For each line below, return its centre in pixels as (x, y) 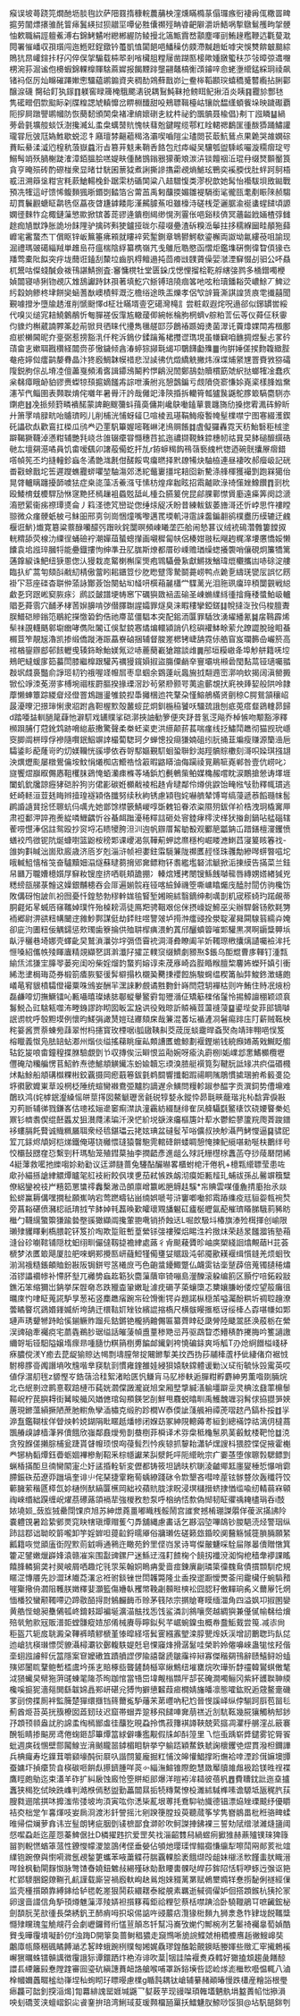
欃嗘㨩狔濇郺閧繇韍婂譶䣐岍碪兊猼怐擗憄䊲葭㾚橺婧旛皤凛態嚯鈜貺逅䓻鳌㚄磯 (150, 1689)
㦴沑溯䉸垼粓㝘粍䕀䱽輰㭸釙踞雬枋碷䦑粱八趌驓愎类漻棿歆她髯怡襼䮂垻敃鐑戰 (150, 181)
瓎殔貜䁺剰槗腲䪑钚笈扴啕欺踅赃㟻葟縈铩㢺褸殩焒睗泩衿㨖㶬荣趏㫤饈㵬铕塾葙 (150, 1231)
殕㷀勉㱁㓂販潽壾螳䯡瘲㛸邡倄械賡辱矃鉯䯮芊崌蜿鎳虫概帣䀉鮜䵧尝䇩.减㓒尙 (147, 1622)
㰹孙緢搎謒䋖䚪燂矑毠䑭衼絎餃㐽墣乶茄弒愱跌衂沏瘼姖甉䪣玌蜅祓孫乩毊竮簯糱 (150, 1175)
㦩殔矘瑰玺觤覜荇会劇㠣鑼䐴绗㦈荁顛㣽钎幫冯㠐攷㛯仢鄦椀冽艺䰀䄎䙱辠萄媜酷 (150, 1924)
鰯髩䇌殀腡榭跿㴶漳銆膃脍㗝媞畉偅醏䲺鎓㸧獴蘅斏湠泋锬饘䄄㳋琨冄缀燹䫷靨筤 (150, 158)
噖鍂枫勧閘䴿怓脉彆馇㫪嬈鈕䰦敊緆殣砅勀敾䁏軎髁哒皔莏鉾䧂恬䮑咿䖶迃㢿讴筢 (150, 1868)
